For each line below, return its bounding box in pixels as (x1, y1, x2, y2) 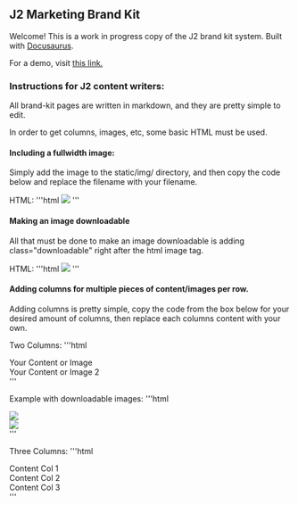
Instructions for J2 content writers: (9, 79, 165, 92)
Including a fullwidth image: (9, 147, 115, 158)
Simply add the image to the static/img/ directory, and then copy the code (9, 167, 281, 178)
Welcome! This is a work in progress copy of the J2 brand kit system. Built (9, 30, 283, 41)
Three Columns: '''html (9, 445, 94, 456)
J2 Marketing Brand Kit (9, 7, 141, 22)
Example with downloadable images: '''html (9, 393, 170, 404)
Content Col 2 (9, 472, 61, 483)
